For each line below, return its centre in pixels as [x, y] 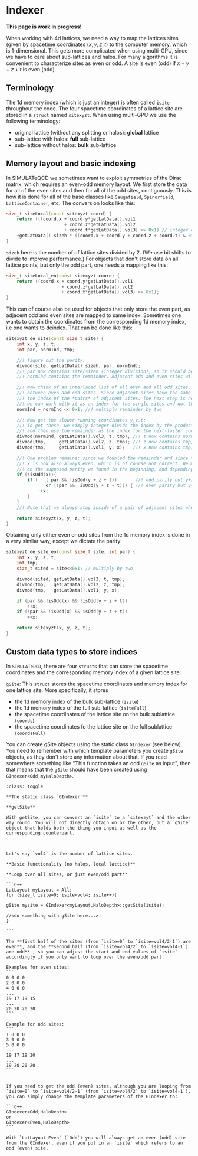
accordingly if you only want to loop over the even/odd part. [85, 957]
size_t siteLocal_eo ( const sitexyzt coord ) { [63, 276]
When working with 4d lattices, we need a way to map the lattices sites [92, 38]
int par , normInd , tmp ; [46, 350]
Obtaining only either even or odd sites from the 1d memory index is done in [98, 535]
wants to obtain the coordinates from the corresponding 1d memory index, [96, 322]
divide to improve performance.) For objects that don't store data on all [92, 259]
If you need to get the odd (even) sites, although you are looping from [99, 1086]
